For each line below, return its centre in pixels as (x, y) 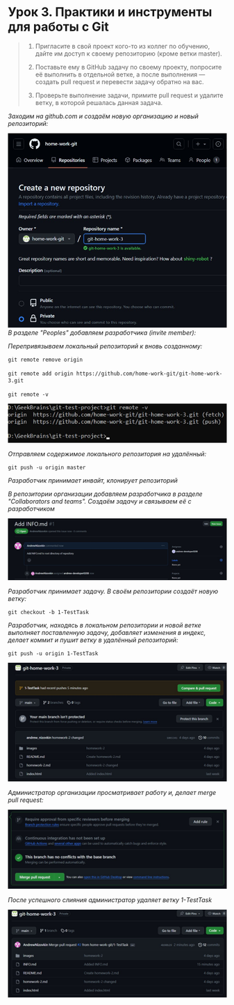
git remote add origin (41, 374)
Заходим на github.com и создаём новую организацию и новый (103, 116)
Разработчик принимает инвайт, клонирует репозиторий (93, 480)
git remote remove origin (45, 360)
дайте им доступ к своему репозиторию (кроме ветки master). (129, 54)
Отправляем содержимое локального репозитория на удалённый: (107, 453)
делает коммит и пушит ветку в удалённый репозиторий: (93, 640)
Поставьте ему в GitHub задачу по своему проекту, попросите (128, 67)
